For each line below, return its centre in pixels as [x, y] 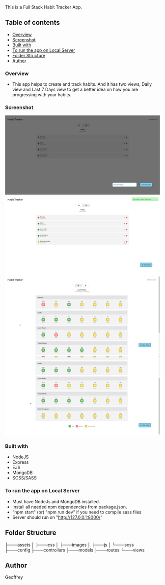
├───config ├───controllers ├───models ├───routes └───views [75, 550]
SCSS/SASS [24, 478]
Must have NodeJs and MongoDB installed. [56, 501]
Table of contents [32, 22]
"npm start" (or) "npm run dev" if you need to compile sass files [77, 512]
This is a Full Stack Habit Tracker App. [44, 7]
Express [20, 462]
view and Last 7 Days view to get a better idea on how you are [75, 90]
